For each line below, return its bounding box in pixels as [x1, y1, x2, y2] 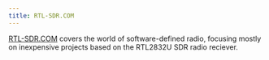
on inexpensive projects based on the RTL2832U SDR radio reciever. [8, 42, 238, 52]
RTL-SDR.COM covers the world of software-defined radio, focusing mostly [8, 34, 262, 43]
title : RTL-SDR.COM [8, 11, 75, 20]
